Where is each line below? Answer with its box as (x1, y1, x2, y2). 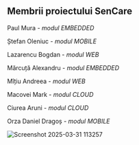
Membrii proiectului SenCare (7, 5, 132, 17)
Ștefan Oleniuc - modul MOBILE (7, 37, 97, 45)
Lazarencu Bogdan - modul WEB (7, 50, 99, 58)
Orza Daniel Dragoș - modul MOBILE (7, 117, 111, 125)
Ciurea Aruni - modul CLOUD (7, 103, 89, 112)
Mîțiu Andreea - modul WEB (7, 77, 86, 85)
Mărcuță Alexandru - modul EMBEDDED (7, 63, 120, 71)
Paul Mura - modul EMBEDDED (7, 23, 94, 32)
